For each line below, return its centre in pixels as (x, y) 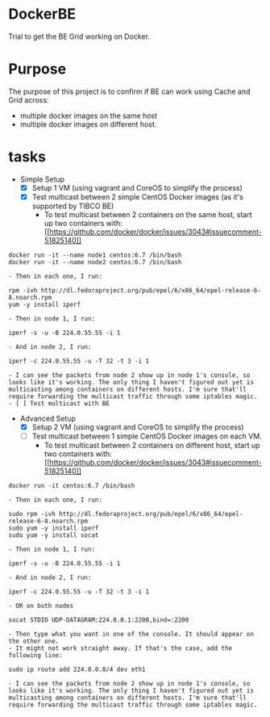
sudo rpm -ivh (32, 514)
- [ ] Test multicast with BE (59, 403)
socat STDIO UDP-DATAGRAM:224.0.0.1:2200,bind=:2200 (99, 620)
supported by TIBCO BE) (73, 206)
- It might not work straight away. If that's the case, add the (120, 648)
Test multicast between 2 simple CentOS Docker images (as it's (137, 197)
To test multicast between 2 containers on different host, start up (152, 446)
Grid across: (29, 100)
